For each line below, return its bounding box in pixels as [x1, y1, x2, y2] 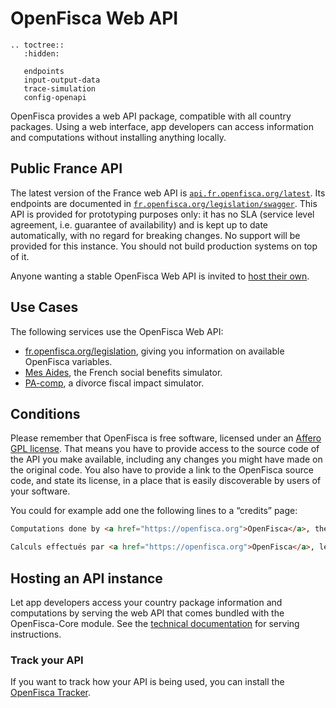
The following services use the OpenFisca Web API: [10, 325, 224, 337]
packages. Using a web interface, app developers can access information [10, 120, 314, 132]
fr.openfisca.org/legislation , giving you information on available [24, 345, 285, 357]
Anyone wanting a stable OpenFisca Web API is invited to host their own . [10, 270, 310, 282]
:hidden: [23, 48, 60, 59]
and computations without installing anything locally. [10, 131, 227, 143]
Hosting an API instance [10, 570, 163, 587]
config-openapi [23, 92, 87, 102]
